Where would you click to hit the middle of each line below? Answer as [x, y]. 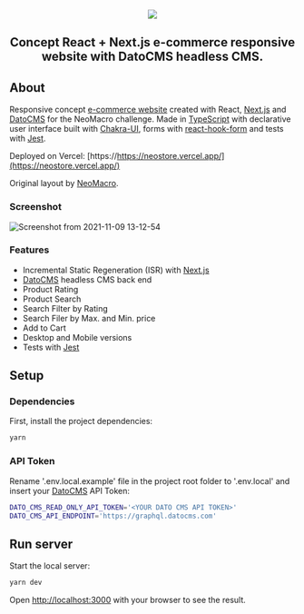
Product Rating [50, 289]
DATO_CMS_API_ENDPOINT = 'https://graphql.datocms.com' [113, 516]
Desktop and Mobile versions [77, 337]
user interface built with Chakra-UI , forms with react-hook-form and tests [147, 129]
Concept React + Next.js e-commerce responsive [152, 42]
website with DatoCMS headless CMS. [152, 57]
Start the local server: [50, 566]
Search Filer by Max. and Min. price [89, 318]
